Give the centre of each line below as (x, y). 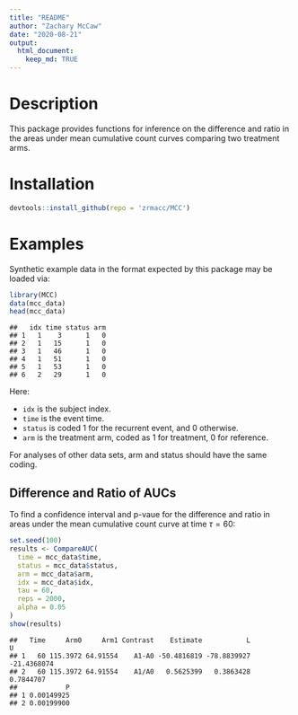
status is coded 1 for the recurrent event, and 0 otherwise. (131, 428)
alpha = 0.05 (42, 607)
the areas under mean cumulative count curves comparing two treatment (145, 138)
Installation (52, 184)
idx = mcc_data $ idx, (56, 582)
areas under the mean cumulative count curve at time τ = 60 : (123, 524)
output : (24, 43)
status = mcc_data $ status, (68, 565)
